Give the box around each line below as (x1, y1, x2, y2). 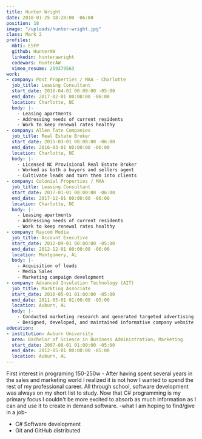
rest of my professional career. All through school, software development (6, 383, 189, 390)
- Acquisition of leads (17, 263, 78, 269)
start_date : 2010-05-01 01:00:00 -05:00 (12, 291, 115, 298)
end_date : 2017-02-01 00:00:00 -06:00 (12, 94, 110, 100)
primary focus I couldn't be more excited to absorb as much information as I (6, 396, 196, 403)
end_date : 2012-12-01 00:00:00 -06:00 (12, 246, 110, 252)
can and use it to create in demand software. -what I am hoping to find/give (6, 402, 195, 409)
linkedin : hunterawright (12, 54, 75, 60)
